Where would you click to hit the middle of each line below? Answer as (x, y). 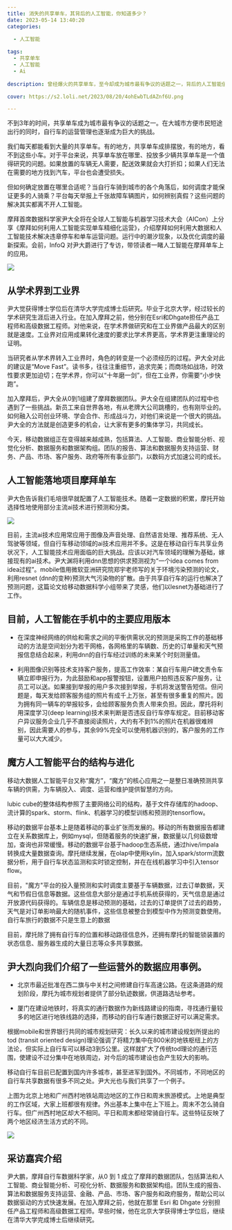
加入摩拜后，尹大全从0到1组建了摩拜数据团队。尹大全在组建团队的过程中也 (113, 399)
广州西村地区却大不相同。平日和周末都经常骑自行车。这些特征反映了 (128, 1113)
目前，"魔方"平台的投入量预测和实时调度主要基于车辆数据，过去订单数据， (113, 885)
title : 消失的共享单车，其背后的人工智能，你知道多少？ (77, 13)
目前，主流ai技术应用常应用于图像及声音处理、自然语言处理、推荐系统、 (109, 534)
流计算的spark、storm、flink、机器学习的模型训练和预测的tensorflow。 (108, 812)
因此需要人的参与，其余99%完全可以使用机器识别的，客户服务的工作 (127, 730)
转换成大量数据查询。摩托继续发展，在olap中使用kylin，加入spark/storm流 (113, 853)
